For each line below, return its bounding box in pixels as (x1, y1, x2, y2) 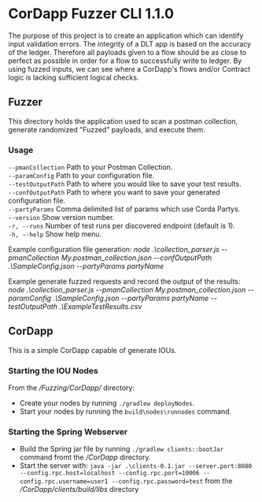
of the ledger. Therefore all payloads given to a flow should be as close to (8, 47, 247, 57)
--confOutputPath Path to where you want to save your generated (8, 188, 220, 197)
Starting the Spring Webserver (8, 426, 128, 437)
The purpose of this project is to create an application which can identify (8, 31, 244, 40)
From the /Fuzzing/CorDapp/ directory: (8, 383, 135, 392)
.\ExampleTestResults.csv (58, 302, 142, 311)
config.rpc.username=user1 (19, 478, 109, 485)
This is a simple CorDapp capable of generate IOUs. (8, 345, 177, 355)
